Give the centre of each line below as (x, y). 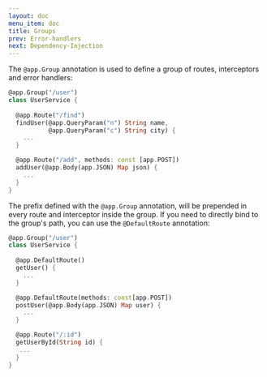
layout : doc (28, 16)
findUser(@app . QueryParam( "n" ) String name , (92, 122)
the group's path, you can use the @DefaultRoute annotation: (109, 223)
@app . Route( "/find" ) (50, 115)
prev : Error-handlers (45, 39)
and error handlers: (41, 78)
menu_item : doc (34, 24)
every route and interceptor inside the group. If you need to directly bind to (133, 214)
